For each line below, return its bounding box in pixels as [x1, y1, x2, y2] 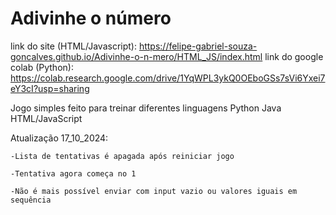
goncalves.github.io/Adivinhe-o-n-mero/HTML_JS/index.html [10, 50, 263, 62]
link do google [264, 50, 324, 62]
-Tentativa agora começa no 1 [10, 168, 137, 179]
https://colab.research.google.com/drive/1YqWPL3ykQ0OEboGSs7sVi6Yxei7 [10, 72, 326, 84]
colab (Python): [10, 61, 74, 73]
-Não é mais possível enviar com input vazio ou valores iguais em [10, 186, 298, 196]
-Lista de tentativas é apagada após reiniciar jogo [10, 151, 235, 161]
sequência [10, 195, 52, 205]
